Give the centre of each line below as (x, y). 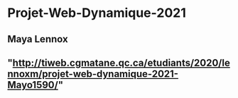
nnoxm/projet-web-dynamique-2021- (93, 74)
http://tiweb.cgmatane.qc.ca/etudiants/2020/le (121, 62)
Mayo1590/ (33, 85)
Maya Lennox (38, 39)
